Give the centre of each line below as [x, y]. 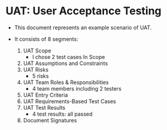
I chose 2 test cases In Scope [69, 57]
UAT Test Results [44, 107]
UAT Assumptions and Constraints [66, 63]
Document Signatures [50, 120]
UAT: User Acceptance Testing [84, 11]
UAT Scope [37, 50]
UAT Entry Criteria [45, 95]
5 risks [40, 76]
